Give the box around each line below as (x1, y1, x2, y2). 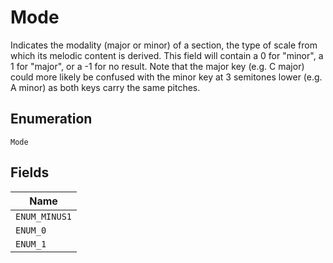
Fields (10, 164, 50, 181)
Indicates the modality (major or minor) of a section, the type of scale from (10, 39, 318, 51)
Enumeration (10, 111, 93, 128)
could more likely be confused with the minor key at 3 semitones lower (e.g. (10, 71, 323, 83)
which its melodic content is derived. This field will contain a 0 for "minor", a (10, 49, 324, 61)
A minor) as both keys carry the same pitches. (10, 81, 201, 93)
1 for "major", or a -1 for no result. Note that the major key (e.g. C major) (10, 60, 305, 72)
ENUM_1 (15, 238, 47, 250)
